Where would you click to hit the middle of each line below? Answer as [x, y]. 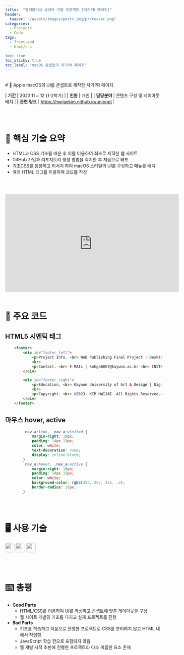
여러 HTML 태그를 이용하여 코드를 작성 [50, 172]
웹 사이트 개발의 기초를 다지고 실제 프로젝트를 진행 [68, 617]
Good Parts [24, 605]
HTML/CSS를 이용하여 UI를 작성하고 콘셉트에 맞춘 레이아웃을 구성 [84, 611]
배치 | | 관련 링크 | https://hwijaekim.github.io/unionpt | [60, 102]
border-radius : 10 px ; [54, 487]
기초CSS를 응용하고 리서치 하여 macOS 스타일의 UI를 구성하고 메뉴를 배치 [84, 166]
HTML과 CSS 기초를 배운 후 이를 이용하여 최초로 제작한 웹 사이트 [75, 153]
